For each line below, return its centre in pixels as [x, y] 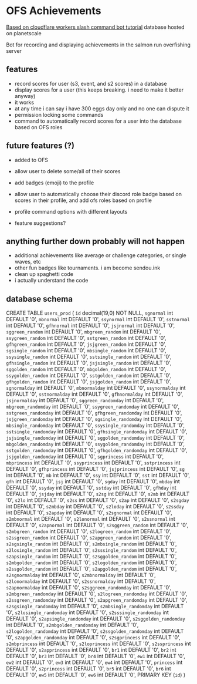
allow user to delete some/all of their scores [67, 171]
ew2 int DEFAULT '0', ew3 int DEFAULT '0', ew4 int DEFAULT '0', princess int [94, 662]
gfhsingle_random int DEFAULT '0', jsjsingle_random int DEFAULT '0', [89, 363]
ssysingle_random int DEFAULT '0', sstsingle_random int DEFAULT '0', [89, 357]
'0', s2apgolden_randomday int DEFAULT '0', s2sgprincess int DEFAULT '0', [93, 638]
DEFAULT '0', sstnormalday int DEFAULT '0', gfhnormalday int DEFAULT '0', [95, 394]
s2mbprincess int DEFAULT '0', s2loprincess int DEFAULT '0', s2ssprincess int [98, 643]
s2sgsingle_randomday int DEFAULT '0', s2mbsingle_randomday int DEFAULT [95, 606]
